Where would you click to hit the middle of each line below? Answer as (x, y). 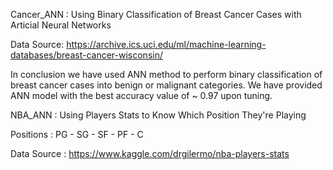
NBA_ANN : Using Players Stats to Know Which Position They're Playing (158, 115)
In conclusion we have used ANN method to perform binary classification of (166, 74)
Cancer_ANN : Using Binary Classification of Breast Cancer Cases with (156, 14)
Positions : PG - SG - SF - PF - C (77, 134)
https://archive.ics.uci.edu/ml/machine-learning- (166, 44)
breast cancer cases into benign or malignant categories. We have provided (166, 85)
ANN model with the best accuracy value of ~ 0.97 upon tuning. (141, 95)
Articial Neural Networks (61, 25)
